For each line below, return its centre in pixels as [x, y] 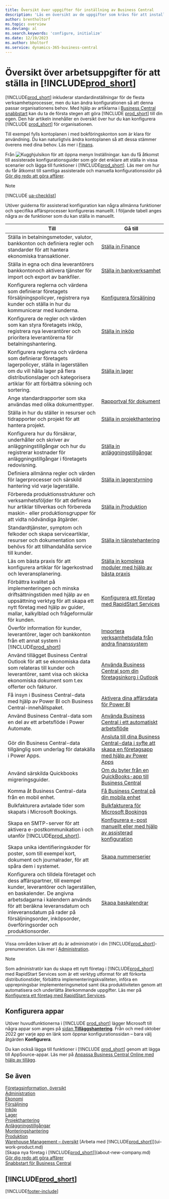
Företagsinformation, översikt [36, 1088]
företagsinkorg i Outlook [130, 677]
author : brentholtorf [28, 19]
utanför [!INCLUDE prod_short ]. [44, 836]
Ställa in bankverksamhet [131, 270]
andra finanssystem [125, 644]
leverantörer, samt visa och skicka [48, 674]
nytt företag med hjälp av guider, [46, 607]
